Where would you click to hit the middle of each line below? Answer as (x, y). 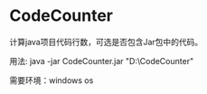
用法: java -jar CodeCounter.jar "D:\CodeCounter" (102, 61)
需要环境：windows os (52, 80)
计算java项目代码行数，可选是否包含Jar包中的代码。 (106, 42)
